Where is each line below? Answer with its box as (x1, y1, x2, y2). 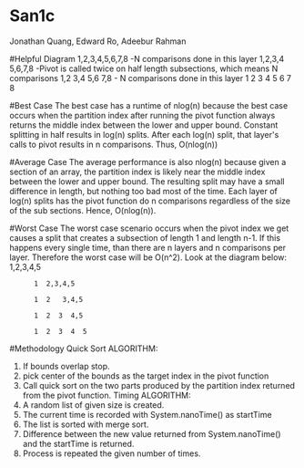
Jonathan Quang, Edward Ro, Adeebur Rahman (9, 36, 187, 47)
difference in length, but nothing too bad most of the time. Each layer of (9, 185, 278, 196)
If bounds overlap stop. (22, 360, 111, 371)
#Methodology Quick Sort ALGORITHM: (9, 343, 158, 354)
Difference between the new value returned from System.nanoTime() (22, 428, 281, 439)
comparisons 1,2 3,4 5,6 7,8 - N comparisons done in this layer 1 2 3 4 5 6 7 (9, 72, 291, 83)
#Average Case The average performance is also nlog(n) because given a (9, 156, 287, 167)
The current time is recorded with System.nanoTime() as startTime (22, 409, 272, 420)
